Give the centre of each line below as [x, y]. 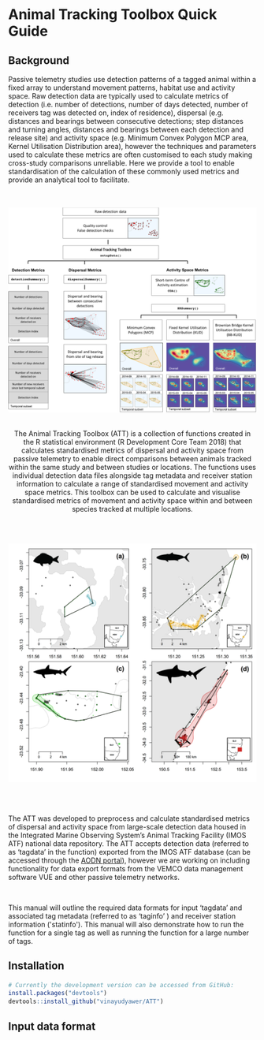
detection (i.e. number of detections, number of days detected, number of [128, 104]
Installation [36, 966]
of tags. [21, 941]
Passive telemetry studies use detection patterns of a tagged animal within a [132, 79]
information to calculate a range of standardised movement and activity [132, 484]
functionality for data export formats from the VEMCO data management [126, 868]
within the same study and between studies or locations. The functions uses [132, 468]
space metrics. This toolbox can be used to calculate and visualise [132, 492]
